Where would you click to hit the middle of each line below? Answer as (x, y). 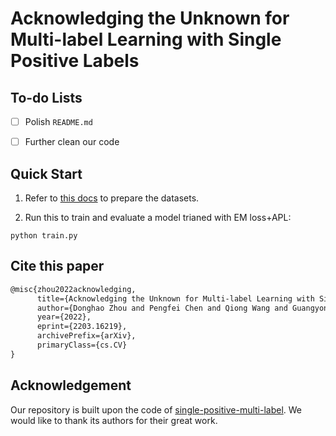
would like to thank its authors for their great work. (114, 420)
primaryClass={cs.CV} (82, 345)
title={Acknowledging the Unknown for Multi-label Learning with (175, 298)
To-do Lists (46, 97)
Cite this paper (57, 266)
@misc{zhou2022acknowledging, (73, 289)
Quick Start (46, 173)
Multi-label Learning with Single (146, 39)
